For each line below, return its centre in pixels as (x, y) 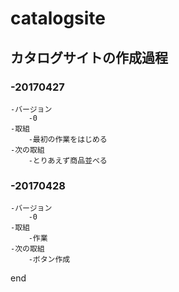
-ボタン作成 (49, 260)
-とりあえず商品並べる (68, 160)
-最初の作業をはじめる (68, 139)
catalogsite (58, 18)
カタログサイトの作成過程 (89, 57)
